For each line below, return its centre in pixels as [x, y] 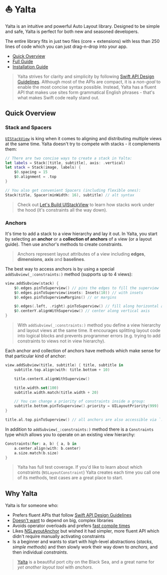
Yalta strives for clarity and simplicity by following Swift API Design [86, 76]
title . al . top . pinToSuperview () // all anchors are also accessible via [81, 420]
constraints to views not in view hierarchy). [61, 341]
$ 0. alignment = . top [35, 177]
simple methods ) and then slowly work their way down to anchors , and [85, 547]
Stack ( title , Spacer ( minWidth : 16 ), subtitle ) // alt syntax [70, 195]
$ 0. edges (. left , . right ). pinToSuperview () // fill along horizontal [86, 306]
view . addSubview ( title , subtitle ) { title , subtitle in [64, 365]
